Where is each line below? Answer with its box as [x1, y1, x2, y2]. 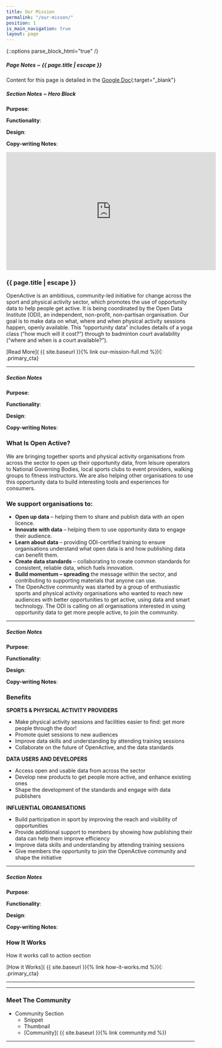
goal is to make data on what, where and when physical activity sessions [6, 317, 185, 325]
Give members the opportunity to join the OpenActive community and [14, 848, 187, 855]
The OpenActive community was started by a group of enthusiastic [14, 583, 181, 590]
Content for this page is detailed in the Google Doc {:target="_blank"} [6, 76, 177, 84]
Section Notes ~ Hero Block [6, 90, 76, 97]
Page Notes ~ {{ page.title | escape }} [6, 61, 102, 68]
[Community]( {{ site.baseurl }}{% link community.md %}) [23, 1029, 167, 1036]
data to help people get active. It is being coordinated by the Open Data [6, 305, 183, 312]
